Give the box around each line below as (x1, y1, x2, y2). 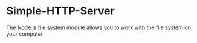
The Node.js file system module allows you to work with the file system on (6, 24, 192, 31)
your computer (6, 30, 44, 37)
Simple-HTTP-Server (6, 4, 115, 18)
